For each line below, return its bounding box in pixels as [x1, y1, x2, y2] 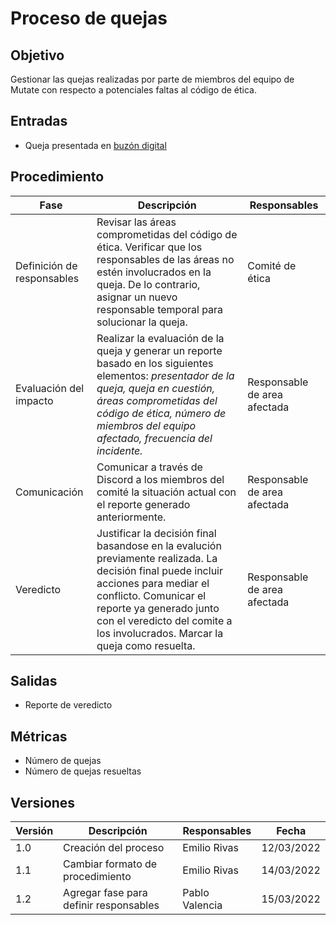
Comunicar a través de [96, 460, 203, 474]
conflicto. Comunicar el [96, 588, 207, 602]
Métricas [10, 728, 68, 745]
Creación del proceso [63, 841, 165, 855]
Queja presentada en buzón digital [24, 139, 167, 151]
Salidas [10, 673, 58, 690]
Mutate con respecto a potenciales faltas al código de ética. [10, 84, 258, 96]
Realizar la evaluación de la [96, 331, 225, 345]
